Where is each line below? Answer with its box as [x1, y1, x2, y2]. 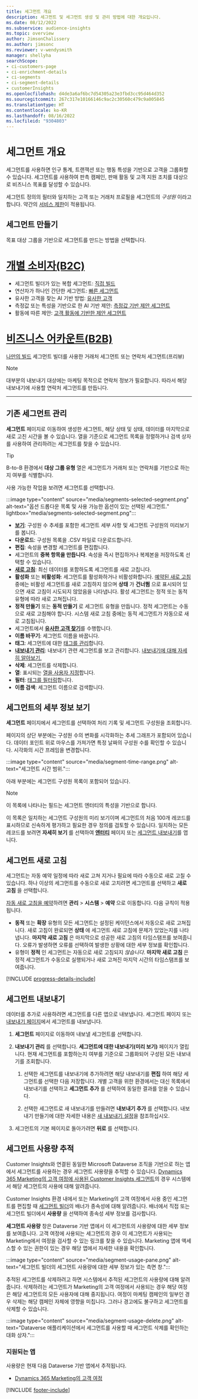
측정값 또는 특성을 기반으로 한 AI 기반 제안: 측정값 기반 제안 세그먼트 [14, 302, 171, 309]
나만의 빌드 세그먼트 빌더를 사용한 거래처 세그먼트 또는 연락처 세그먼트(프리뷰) [6, 353, 184, 360]
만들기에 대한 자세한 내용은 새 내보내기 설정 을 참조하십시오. [34, 1112, 170, 1119]
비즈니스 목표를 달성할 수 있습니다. [12, 181, 91, 188]
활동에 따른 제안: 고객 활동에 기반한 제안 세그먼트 [14, 309, 127, 316]
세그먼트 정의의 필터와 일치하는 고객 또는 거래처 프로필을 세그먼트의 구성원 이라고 [6, 193, 192, 200]
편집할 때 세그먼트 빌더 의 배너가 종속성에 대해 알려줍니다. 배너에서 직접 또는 [16, 1202, 190, 1209]
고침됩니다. [21, 617, 47, 624]
